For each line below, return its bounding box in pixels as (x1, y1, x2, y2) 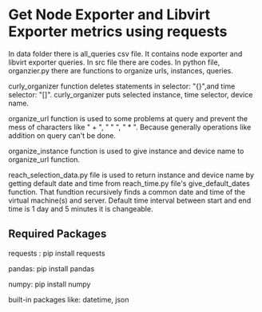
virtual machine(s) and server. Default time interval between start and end (8, 195, 252, 205)
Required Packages (8, 227, 107, 241)
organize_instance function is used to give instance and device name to (8, 146, 244, 156)
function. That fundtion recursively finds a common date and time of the (8, 187, 246, 196)
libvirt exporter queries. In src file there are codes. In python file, (8, 57, 220, 67)
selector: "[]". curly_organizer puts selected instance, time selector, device (8, 89, 253, 99)
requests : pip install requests (8, 248, 105, 258)
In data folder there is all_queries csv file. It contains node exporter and (8, 49, 243, 58)
